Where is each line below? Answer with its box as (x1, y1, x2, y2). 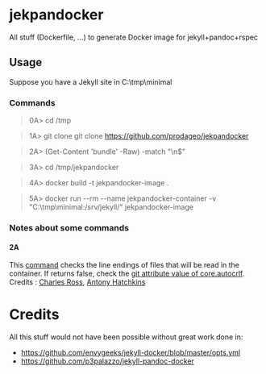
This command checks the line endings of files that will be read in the (9, 260, 240, 270)
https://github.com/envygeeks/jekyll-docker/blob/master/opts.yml (20, 348, 241, 358)
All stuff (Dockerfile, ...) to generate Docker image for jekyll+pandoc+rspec (9, 32, 259, 42)
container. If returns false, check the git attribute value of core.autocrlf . (9, 268, 245, 279)
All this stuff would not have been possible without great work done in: (9, 332, 243, 342)
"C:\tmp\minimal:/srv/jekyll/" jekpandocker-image (28, 202, 194, 212)
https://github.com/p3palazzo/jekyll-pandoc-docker (20, 356, 194, 366)
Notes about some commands (9, 222, 130, 233)
